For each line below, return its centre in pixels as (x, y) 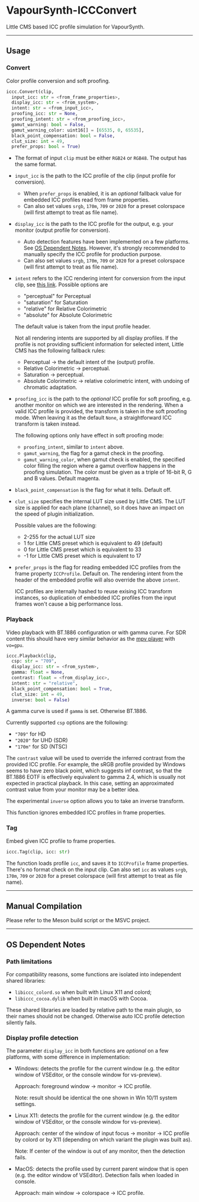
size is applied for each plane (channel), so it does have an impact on (99, 508)
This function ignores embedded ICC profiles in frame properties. (86, 813)
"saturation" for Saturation (56, 302)
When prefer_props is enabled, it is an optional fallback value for (102, 194)
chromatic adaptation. (50, 387)
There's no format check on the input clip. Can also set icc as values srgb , (97, 869)
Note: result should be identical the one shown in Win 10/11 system (96, 1098)
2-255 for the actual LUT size (60, 537)
